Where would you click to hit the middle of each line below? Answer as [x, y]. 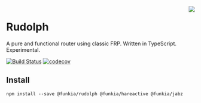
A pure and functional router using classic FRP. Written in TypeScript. [92, 43]
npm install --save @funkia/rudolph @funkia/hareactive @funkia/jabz [95, 94]
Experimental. [23, 49]
